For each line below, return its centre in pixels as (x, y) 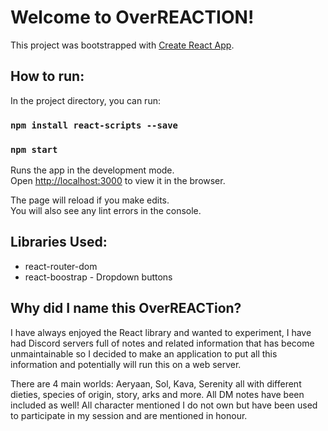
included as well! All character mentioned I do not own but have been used (164, 405)
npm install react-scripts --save (94, 125)
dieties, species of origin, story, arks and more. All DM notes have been (157, 394)
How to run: (47, 76)
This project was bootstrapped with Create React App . (122, 45)
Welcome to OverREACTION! (132, 17)
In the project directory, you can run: (85, 100)
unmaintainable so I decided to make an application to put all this (144, 353)
